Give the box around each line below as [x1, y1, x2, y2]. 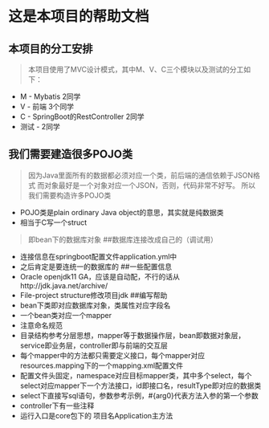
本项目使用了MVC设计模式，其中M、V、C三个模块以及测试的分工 [27, 65, 244, 74]
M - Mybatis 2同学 [19, 92, 81, 101]
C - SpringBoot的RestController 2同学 [19, 112, 145, 121]
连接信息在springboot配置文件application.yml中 [19, 251, 177, 261]
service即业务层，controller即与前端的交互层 [19, 340, 169, 350]
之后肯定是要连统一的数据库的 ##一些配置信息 [19, 262, 173, 271]
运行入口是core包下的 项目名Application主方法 [19, 410, 173, 420]
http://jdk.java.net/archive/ [19, 280, 108, 290]
